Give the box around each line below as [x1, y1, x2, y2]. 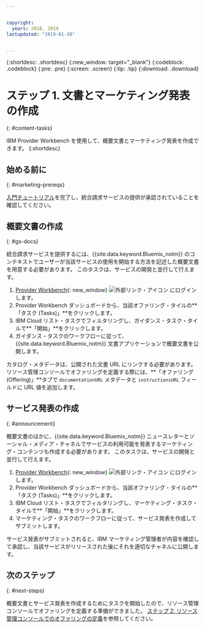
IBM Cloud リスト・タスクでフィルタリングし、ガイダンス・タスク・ [15, 317, 188, 324]
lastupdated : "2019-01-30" [6, 31, 75, 37]
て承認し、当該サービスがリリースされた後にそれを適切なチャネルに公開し [6, 543, 194, 550]
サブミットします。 [15, 522, 64, 529]
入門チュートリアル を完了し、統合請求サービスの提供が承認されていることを [6, 194, 199, 201]
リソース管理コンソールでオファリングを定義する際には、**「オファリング [6, 368, 194, 376]
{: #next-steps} [6, 586, 45, 594]
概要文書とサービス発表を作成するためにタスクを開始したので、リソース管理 [6, 599, 199, 607]
